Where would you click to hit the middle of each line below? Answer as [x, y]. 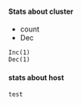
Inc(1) [19, 52]
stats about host [36, 78]
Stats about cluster [41, 11]
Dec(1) [19, 60]
